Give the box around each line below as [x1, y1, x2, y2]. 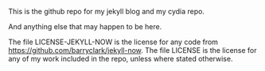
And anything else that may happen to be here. [8, 22, 162, 31]
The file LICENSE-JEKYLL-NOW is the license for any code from [8, 37, 219, 47]
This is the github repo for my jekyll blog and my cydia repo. [8, 7, 205, 16]
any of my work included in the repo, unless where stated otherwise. [8, 54, 233, 63]
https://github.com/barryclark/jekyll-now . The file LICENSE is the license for [8, 46, 257, 54]
